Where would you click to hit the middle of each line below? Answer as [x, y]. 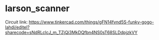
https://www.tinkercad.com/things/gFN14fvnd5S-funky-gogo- [91, 22]
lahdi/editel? [17, 27]
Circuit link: [16, 22]
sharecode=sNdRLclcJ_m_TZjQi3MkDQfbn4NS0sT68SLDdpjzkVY [71, 32]
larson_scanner [37, 9]
